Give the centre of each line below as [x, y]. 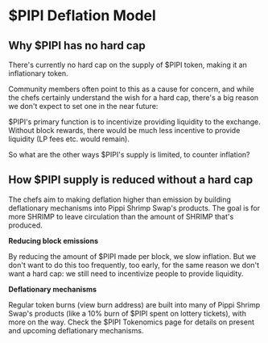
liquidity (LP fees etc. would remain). [69, 139]
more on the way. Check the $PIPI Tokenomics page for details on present [132, 322]
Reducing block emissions [54, 241]
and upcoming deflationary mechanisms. [76, 330]
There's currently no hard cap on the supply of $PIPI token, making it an [128, 65]
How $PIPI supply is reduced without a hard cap [131, 180]
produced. [25, 225]
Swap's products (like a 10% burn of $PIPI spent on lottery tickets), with [128, 313]
